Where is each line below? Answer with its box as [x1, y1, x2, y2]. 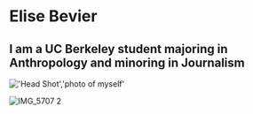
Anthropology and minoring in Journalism [9, 55, 246, 70]
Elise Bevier [9, 6, 98, 27]
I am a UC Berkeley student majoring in [9, 42, 228, 57]
